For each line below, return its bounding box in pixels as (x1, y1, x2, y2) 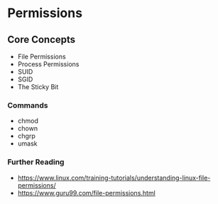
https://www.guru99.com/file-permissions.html (17, 188, 156, 197)
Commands (7, 100, 48, 110)
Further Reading (7, 157, 65, 167)
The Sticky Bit (17, 83, 59, 91)
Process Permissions (17, 60, 80, 68)
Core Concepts (7, 34, 76, 46)
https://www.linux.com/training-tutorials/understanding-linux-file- (17, 173, 211, 182)
